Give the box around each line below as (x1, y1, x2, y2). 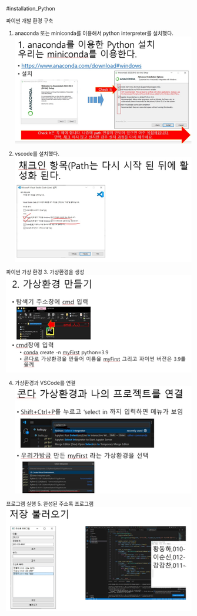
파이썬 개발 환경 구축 (6, 17, 54, 24)
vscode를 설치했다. (14, 150, 60, 157)
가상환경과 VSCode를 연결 (14, 379, 76, 386)
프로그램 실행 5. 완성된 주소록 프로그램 (6, 500, 94, 508)
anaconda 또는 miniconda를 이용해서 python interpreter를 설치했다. (14, 29, 173, 37)
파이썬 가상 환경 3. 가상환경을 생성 (6, 268, 85, 275)
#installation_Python (6, 5, 56, 12)
